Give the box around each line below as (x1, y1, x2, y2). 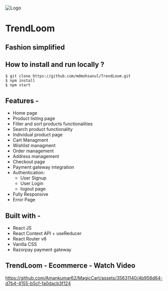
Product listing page (12, 115, 55, 122)
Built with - (5, 211, 41, 220)
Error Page (12, 197, 36, 203)
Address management (12, 153, 60, 160)
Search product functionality (12, 126, 73, 133)
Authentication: (12, 170, 45, 176)
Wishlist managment (12, 143, 56, 149)
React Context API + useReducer (12, 230, 82, 236)
